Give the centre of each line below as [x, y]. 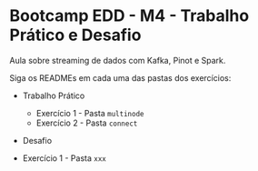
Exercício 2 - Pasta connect [87, 123]
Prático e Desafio [75, 35]
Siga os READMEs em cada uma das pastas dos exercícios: [120, 77]
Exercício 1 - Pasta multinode [90, 113]
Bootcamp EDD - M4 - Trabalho [129, 16]
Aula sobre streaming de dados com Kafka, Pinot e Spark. [118, 60]
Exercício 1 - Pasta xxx [64, 158]
